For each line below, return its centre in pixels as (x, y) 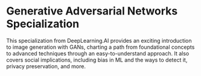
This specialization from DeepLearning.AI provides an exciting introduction (99, 40)
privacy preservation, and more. (46, 66)
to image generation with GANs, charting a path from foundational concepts (101, 47)
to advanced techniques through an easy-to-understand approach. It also (98, 53)
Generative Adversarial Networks (92, 11)
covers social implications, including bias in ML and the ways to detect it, (97, 60)
